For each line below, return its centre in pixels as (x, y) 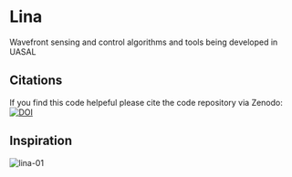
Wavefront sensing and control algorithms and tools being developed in (144, 42)
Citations (36, 81)
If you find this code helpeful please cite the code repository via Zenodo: (146, 102)
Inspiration (41, 141)
